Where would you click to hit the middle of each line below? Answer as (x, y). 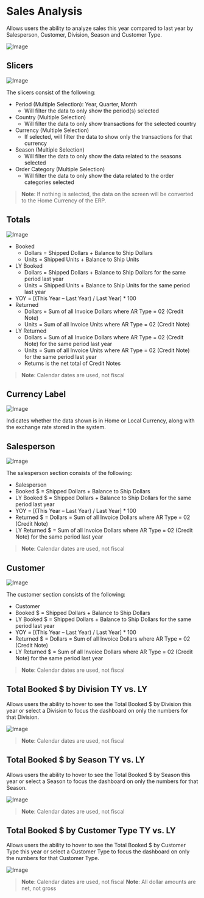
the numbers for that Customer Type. (53, 858)
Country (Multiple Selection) (51, 117)
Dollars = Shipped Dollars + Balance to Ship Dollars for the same (105, 272)
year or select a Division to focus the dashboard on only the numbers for (97, 710)
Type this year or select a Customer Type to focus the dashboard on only (98, 852)
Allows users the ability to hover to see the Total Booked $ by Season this (98, 775)
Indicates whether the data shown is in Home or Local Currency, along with (100, 421)
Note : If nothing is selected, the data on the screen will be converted (107, 194)
